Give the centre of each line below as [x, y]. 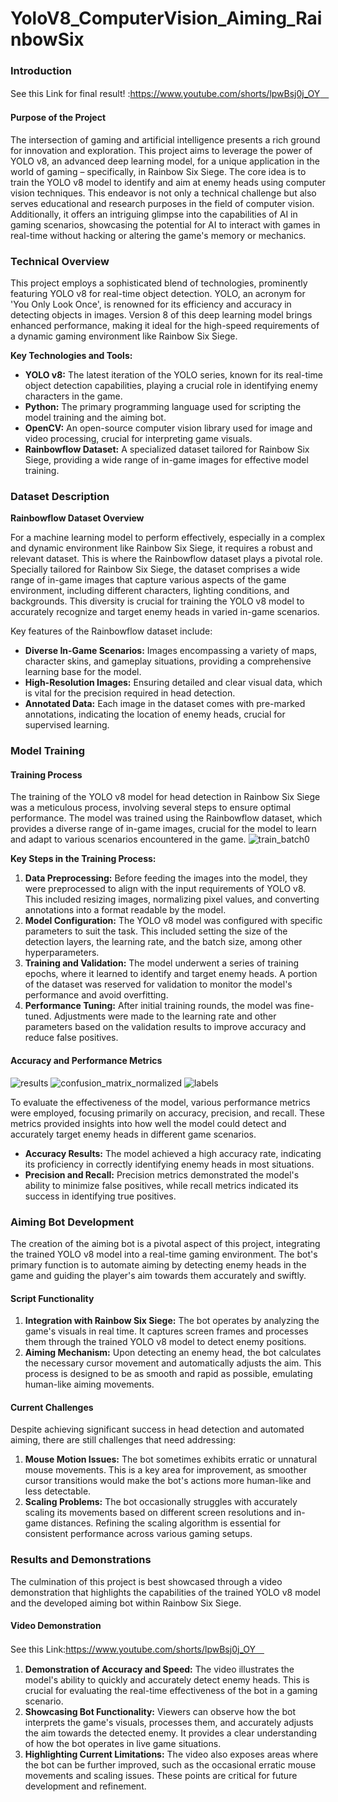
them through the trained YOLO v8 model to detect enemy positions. [165, 1342]
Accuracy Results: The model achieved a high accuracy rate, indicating [173, 1153]
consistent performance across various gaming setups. [138, 1534]
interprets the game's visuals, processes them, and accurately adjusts [169, 1722]
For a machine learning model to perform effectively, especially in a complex [168, 538]
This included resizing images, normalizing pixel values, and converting [172, 899]
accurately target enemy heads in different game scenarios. [133, 1134]
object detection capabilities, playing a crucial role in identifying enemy [171, 385]
